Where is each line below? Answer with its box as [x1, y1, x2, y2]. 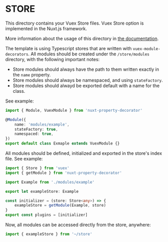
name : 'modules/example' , [14, 122, 70, 127]
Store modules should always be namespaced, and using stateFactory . [12, 77, 163, 83]
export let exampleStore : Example [5, 189, 79, 194]
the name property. [12, 71, 51, 77]
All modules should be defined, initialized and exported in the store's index [5, 150, 162, 156]
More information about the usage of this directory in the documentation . [5, 35, 159, 42]
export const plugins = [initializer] [5, 212, 88, 218]
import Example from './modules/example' [5, 179, 95, 185]
